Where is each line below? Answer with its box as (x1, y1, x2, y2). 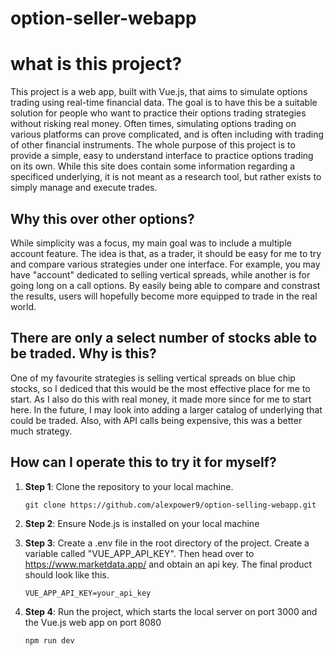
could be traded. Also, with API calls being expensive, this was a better (10, 414, 303, 426)
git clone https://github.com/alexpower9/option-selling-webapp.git (24, 500, 317, 510)
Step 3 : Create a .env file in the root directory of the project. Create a (24, 537, 310, 549)
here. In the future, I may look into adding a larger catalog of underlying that (10, 403, 323, 416)
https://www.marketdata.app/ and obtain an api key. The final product (24, 558, 313, 570)
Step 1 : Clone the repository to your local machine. (24, 480, 234, 492)
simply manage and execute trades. (10, 182, 158, 194)
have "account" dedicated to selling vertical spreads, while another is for (10, 268, 311, 281)
